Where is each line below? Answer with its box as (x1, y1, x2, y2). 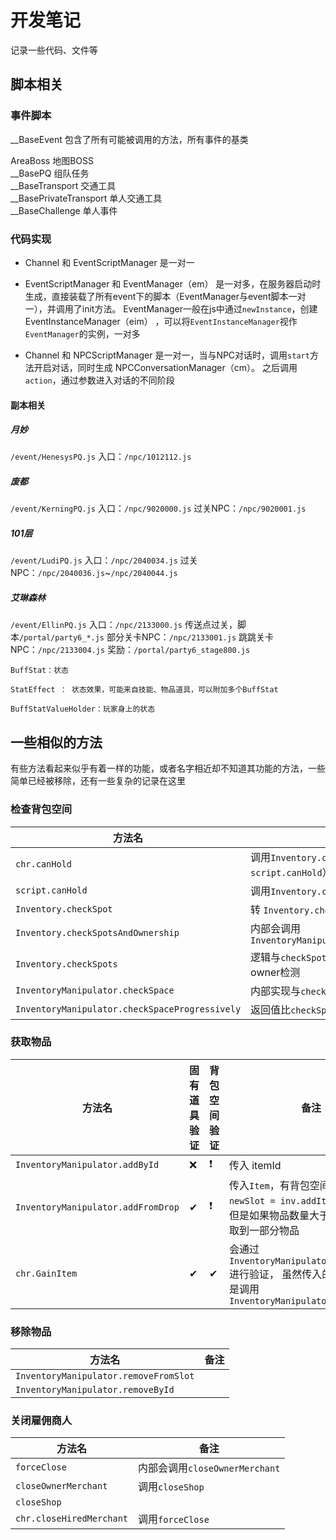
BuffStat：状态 (10, 666, 69, 676)
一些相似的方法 (10, 734, 103, 751)
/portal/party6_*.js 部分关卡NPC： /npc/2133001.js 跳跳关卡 (19, 631, 275, 643)
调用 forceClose (138, 1512, 210, 1526)
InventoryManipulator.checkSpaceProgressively (15, 1003, 242, 1015)
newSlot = (228, 1195, 276, 1206)
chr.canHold (15, 858, 73, 870)
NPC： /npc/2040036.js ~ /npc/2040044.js (10, 567, 178, 579)
